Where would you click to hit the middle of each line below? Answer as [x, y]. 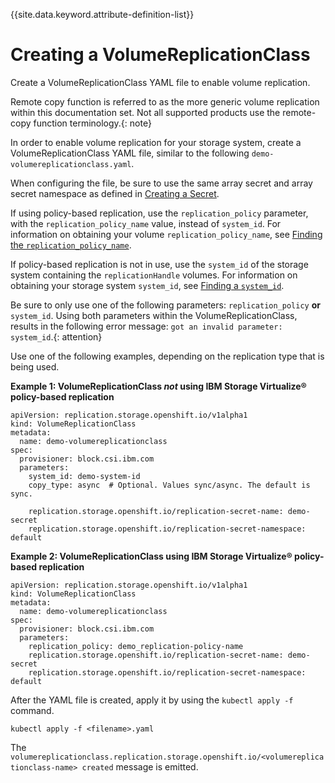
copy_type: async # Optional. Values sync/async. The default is [169, 485]
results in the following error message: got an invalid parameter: [146, 326]
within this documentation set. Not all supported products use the [145, 112]
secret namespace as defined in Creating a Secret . [115, 193]
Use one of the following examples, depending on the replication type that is [167, 356]
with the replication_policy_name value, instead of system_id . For [146, 223]
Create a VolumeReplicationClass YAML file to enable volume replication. [160, 82]
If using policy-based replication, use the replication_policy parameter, [159, 213]
